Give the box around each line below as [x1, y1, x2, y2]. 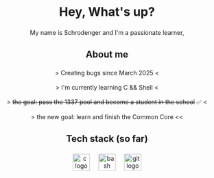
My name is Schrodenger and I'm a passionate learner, [29, 29, 185, 37]
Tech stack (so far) [66, 133, 148, 144]
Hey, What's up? [59, 4, 155, 20]
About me [85, 49, 129, 60]
